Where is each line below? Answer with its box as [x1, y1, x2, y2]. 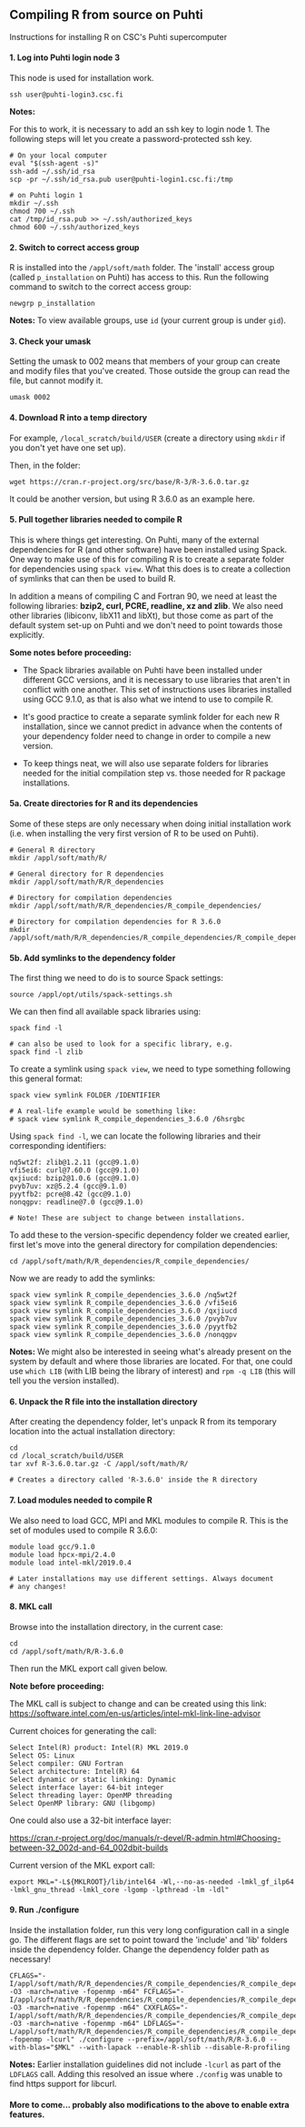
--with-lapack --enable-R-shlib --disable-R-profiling [78, 2043, 290, 2052]
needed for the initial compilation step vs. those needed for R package [22, 767, 286, 778]
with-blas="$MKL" [9, 2043, 75, 2052]
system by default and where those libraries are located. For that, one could [9, 1356, 293, 1367]
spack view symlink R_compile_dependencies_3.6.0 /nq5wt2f [9, 1291, 238, 1300]
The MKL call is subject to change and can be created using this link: [9, 1697, 267, 1709]
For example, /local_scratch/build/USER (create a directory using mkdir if [9, 432, 286, 443]
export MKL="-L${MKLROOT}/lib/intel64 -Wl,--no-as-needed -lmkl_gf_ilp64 [9, 1877, 295, 1887]
